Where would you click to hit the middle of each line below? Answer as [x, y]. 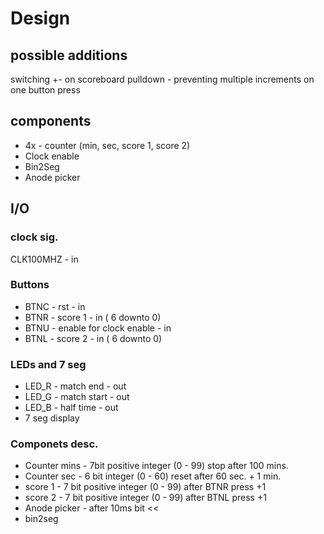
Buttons [30, 285]
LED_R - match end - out [75, 386]
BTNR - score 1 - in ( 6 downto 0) [93, 317]
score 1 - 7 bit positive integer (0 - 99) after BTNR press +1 [145, 487]
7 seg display [52, 418]
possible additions [69, 55]
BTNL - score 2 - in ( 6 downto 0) [93, 338]
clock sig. [34, 237]
